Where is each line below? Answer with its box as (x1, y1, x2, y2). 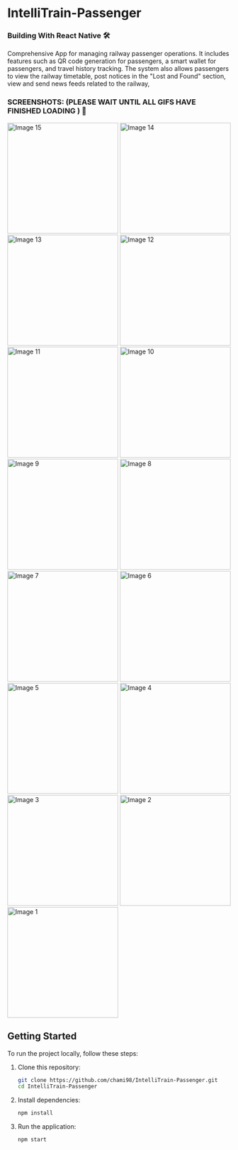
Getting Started (7, 1030, 77, 1042)
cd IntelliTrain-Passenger (17, 1083, 98, 1090)
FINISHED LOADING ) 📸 (7, 106, 87, 116)
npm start (17, 1136, 47, 1144)
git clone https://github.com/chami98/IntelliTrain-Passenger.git (17, 1076, 218, 1083)
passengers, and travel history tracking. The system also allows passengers (7, 64, 229, 73)
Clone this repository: (17, 1063, 81, 1071)
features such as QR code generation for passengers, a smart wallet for (7, 57, 217, 65)
